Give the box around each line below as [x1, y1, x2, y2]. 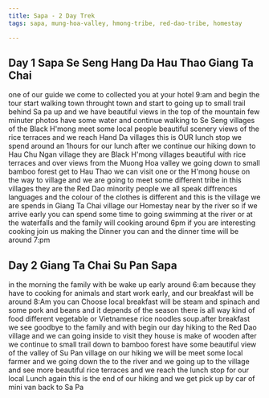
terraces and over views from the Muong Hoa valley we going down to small [8, 158, 261, 168]
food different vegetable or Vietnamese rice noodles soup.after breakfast [8, 314, 251, 324]
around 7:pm [8, 235, 51, 245]
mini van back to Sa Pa [8, 383, 84, 392]
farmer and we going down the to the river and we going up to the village [8, 357, 251, 367]
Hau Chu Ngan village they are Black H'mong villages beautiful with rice [8, 150, 247, 159]
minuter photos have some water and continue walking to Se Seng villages [8, 116, 255, 125]
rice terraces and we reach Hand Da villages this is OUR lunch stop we [8, 133, 243, 142]
